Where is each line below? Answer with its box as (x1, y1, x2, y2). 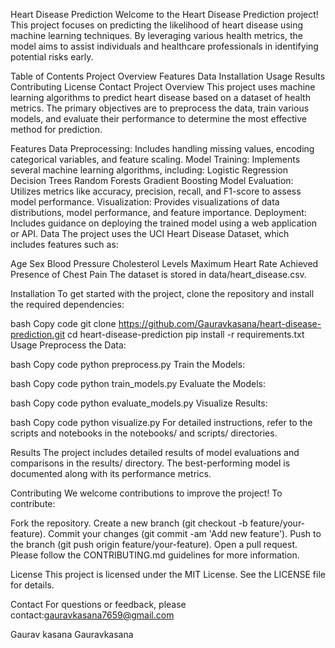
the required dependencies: (10, 299, 125, 310)
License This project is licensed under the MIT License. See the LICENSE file (10, 569, 326, 580)
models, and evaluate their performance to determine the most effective (10, 113, 308, 124)
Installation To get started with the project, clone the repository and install (10, 288, 315, 299)
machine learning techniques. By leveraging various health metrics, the (10, 30, 303, 41)
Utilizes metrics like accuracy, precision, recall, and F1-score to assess (10, 185, 302, 197)
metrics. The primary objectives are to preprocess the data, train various (10, 102, 310, 114)
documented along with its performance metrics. (10, 468, 212, 479)
